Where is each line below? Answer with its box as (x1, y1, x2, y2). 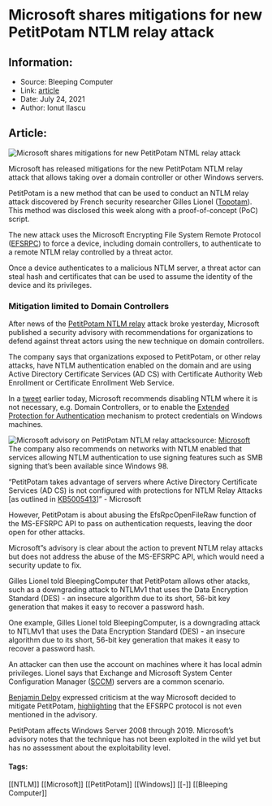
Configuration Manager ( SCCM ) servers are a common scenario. (8, 677, 225, 686)
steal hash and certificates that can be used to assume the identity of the (8, 271, 253, 281)
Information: (8, 55, 73, 69)
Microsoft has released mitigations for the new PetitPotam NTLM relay (8, 163, 244, 173)
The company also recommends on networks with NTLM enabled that (8, 444, 242, 454)
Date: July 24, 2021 (19, 94, 85, 103)
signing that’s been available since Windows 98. (8, 461, 169, 471)
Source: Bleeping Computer (19, 77, 114, 86)
